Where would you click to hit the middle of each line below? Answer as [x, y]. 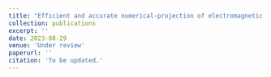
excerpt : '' [28, 30]
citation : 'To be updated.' [56, 61]
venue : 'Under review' [47, 46]
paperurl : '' [30, 53]
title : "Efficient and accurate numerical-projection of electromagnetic [136, 16]
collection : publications [52, 23]
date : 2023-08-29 [38, 38]
